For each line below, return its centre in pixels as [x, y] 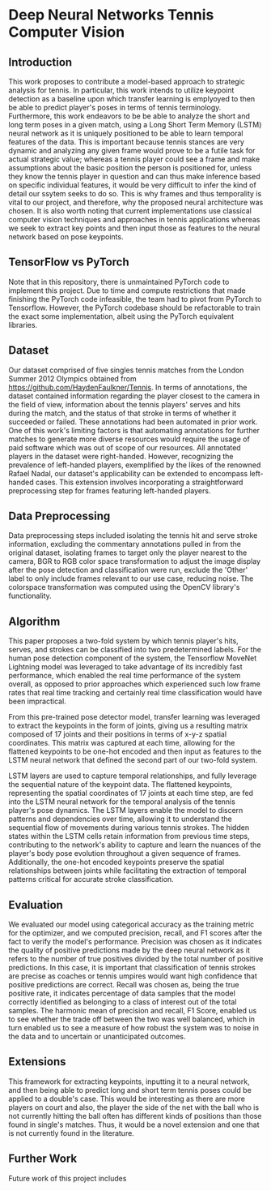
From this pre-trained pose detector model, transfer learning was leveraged [134, 717]
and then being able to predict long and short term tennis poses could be [130, 1090]
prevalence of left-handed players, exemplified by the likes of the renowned [135, 465]
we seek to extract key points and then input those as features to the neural [134, 228]
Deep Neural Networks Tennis [111, 15]
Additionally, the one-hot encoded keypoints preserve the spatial [116, 862]
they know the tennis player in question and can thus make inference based [134, 176]
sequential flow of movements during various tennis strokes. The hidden [129, 828]
